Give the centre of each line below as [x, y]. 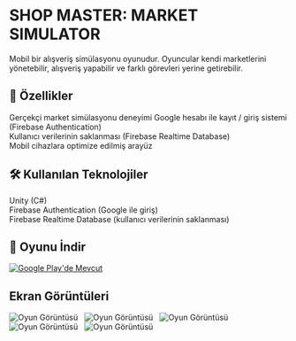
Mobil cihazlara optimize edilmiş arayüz [81, 145]
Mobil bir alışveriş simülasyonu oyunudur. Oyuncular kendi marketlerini [138, 58]
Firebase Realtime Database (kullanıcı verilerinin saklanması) [119, 219]
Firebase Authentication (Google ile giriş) [84, 210]
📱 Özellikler [41, 96]
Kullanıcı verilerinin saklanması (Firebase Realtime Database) [120, 136]
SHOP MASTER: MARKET [104, 15]
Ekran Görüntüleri [59, 296]
